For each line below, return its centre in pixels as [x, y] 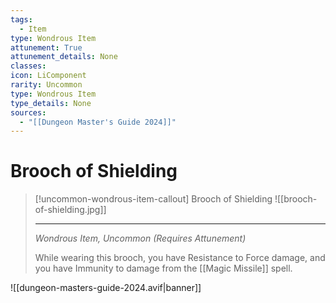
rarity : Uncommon [46, 85]
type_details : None [51, 103]
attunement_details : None [64, 57]
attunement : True [46, 47]
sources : [28, 112]
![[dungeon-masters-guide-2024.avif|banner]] [106, 288]
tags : [21, 19]
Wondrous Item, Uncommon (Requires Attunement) [140, 238]
